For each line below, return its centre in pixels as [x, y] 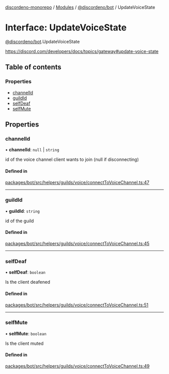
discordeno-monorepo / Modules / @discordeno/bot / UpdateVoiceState [80, 7]
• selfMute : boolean [26, 333]
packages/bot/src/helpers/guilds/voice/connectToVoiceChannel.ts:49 [77, 366]
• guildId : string [23, 211]
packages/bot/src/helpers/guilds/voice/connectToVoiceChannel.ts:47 [77, 182]
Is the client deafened [28, 282]
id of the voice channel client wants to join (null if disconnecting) [72, 160]
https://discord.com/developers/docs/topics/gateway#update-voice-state [82, 51]
